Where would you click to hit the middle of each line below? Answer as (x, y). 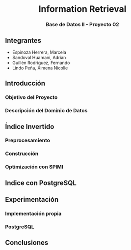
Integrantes (23, 40)
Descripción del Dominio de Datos (46, 111)
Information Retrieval (82, 9)
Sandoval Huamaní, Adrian (39, 57)
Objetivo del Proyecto (31, 97)
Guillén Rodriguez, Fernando (41, 62)
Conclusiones (27, 243)
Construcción (22, 154)
